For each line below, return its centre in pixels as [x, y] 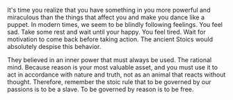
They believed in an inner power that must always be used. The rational [110, 60]
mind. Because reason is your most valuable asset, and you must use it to [112, 67]
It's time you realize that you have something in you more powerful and [109, 10]
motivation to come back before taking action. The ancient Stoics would [110, 39]
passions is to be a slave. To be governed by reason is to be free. [101, 89]
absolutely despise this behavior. [54, 47]
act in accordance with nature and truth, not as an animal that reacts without [116, 74]
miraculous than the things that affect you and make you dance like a [106, 17]
